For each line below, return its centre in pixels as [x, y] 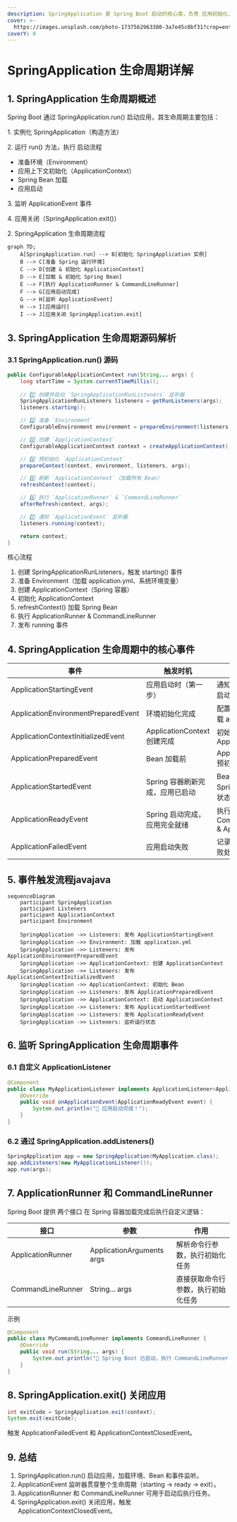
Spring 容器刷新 [172, 782]
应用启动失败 [167, 847]
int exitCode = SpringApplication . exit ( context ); [82, 1412]
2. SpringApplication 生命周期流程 [56, 234]
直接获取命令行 [201, 1278]
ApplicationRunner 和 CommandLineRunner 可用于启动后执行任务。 [115, 1493]
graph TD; [22, 247]
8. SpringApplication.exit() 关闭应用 [87, 1395]
